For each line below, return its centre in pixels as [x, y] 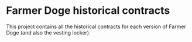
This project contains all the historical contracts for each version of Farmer [96, 26]
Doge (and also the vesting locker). [48, 32]
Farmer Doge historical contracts [88, 11]
